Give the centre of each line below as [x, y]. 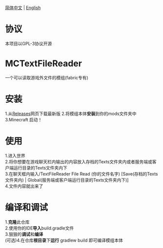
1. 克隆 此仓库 [17, 222]
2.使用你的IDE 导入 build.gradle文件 [40, 228]
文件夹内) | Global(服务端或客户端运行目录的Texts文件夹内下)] [67, 180]
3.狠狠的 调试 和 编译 [24, 234]
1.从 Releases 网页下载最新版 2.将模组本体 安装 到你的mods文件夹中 [71, 114]
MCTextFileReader [43, 64]
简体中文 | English [23, 8]
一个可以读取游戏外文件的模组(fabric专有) [47, 77]
